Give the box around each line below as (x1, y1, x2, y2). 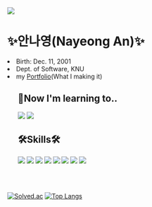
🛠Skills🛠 (17, 134, 61, 146)
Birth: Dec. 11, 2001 (16, 57, 72, 66)
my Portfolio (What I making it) (16, 72, 103, 81)
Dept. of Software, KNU (16, 64, 84, 73)
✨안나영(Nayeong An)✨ (7, 33, 145, 49)
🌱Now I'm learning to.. (17, 93, 118, 105)
